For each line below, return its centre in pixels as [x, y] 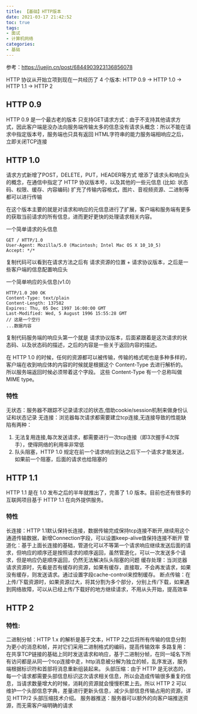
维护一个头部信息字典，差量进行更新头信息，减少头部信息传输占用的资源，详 [98, 691]
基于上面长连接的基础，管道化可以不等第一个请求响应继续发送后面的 [103, 545]
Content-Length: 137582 [35, 303]
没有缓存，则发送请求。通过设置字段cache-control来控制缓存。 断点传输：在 [98, 574]
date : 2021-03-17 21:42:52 [39, 17]
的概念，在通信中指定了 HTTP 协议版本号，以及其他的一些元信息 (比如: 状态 [97, 182]
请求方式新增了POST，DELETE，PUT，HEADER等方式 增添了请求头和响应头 [98, 175]
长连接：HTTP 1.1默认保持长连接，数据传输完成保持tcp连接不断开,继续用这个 [98, 531]
